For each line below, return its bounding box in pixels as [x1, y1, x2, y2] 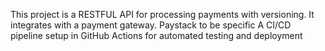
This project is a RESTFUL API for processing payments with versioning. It [10, 9, 315, 20]
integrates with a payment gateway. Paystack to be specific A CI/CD [10, 19, 292, 31]
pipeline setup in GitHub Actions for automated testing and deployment [10, 30, 303, 41]
